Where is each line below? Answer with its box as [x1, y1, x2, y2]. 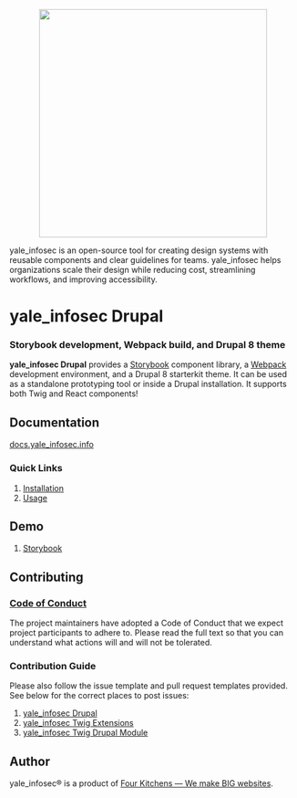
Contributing [9, 569, 84, 584]
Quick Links [9, 462, 63, 475]
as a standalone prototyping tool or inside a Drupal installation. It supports [9, 379, 287, 390]
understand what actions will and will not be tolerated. [9, 637, 212, 648]
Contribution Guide [9, 660, 97, 673]
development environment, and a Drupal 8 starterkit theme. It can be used [9, 369, 288, 380]
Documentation [9, 415, 100, 430]
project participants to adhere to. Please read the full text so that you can [9, 627, 284, 638]
